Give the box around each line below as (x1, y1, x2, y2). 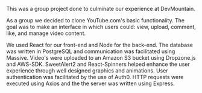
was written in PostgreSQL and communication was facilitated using (6, 48, 175, 55)
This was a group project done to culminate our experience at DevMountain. (6, 5, 196, 12)
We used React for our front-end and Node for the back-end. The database (6, 42, 193, 48)
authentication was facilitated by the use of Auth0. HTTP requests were (6, 74, 184, 80)
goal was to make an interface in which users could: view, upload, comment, (6, 24, 196, 30)
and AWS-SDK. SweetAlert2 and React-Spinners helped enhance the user (6, 60, 190, 68)
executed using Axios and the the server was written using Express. (6, 80, 175, 87)
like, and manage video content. (6, 30, 86, 37)
